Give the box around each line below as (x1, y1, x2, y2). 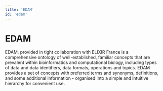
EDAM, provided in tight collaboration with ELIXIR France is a (5, 49, 129, 55)
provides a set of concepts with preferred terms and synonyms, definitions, (5, 70, 159, 76)
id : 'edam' (5, 12, 28, 17)
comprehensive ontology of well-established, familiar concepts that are (5, 55, 150, 61)
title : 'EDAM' (5, 7, 35, 12)
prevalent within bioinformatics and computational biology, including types (5, 60, 157, 65)
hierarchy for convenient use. (5, 81, 65, 87)
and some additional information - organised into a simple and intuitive (5, 75, 149, 81)
